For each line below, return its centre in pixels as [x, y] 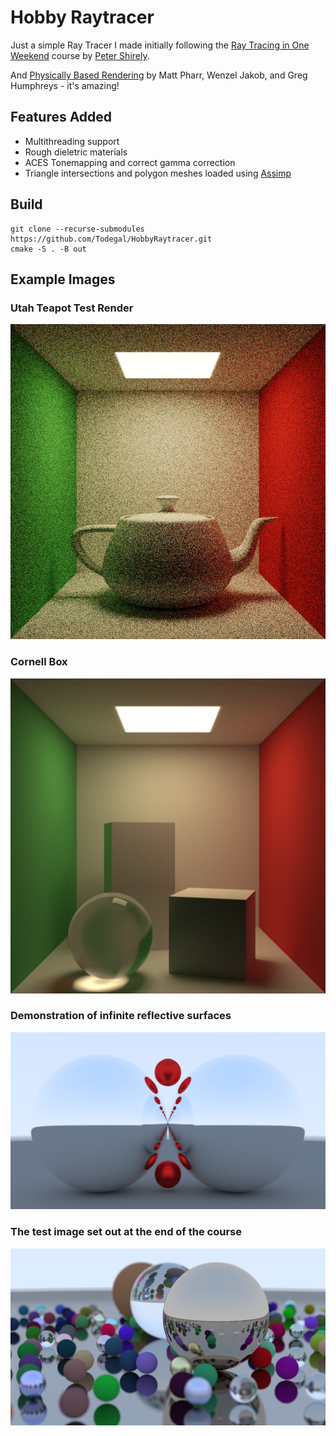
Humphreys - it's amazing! [65, 85]
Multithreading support [72, 141]
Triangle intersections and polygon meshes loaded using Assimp [158, 173]
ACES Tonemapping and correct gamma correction [130, 162]
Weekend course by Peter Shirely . [80, 55]
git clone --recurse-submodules [77, 229]
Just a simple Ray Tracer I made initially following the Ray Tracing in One [160, 45]
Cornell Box [39, 662]
